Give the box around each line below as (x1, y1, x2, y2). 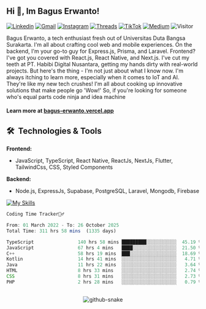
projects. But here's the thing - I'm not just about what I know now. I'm (6, 67, 184, 74)
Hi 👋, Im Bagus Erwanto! (6, 6, 100, 17)
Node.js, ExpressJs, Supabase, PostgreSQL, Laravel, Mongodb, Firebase (15, 187, 199, 195)
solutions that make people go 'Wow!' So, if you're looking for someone (6, 87, 187, 94)
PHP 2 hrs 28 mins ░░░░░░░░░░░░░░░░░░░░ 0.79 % (6, 279, 202, 285)
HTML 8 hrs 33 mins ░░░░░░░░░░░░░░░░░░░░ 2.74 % (6, 268, 202, 274)
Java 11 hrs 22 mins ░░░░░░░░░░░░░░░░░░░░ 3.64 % (6, 262, 202, 268)
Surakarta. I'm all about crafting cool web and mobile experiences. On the (6, 41, 193, 48)
